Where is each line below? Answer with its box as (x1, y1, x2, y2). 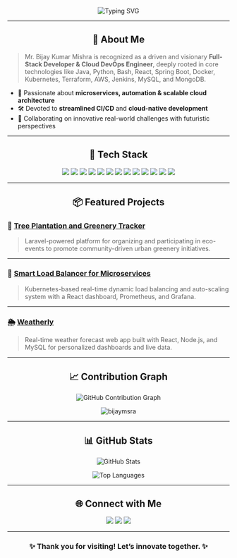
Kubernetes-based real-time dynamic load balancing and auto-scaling (24, 284, 229, 293)
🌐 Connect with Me (75, 497, 162, 509)
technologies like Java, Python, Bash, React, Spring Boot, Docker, (24, 67, 215, 75)
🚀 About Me (92, 34, 145, 46)
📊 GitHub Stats (84, 435, 153, 447)
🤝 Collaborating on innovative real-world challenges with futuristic (17, 114, 210, 123)
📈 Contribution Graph (69, 371, 168, 383)
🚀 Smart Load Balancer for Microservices (7, 269, 152, 279)
